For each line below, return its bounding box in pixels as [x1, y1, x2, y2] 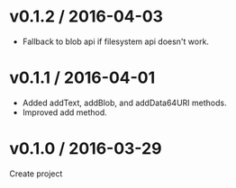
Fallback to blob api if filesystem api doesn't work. [22, 36, 210, 47]
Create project [9, 168, 63, 179]
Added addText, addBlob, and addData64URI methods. [22, 97, 227, 108]
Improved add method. [22, 106, 108, 118]
